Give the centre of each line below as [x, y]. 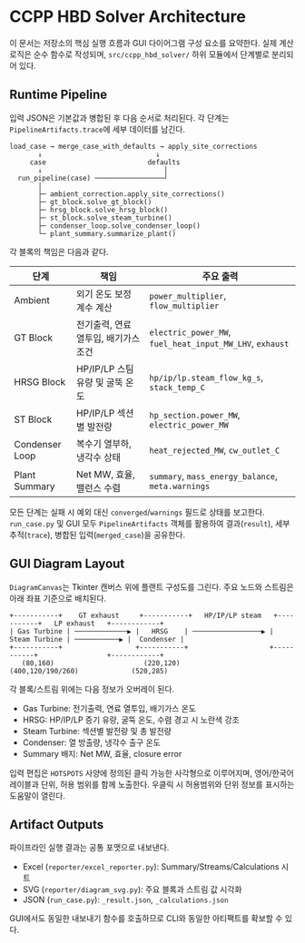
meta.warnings [180, 486]
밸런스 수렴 [98, 487]
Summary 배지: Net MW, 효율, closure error [102, 753]
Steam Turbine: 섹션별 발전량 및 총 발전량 [97, 731]
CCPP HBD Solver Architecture [128, 17]
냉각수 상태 [98, 457]
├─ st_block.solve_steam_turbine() [105, 218]
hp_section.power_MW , [195, 415]
